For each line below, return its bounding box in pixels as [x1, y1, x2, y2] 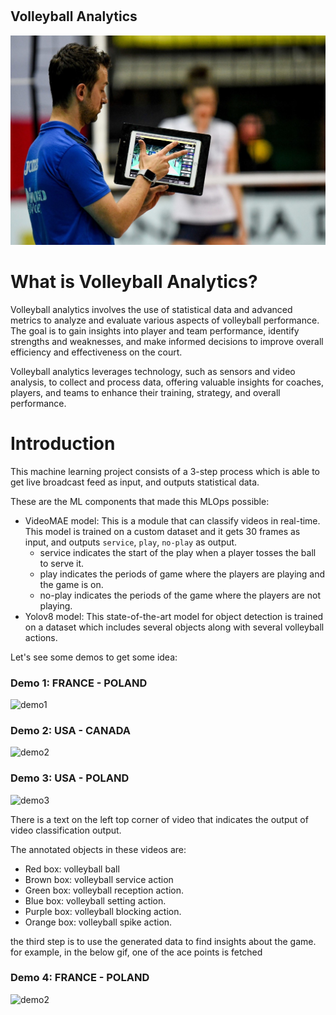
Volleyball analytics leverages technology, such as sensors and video [10, 365, 296, 377]
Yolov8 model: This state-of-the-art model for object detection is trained [24, 610, 324, 622]
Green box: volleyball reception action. [24, 884, 184, 896]
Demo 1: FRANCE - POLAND [10, 676, 148, 690]
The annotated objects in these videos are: [10, 843, 187, 855]
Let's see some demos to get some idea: [10, 651, 178, 663]
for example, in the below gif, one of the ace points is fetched [10, 946, 263, 958]
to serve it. [39, 557, 85, 569]
